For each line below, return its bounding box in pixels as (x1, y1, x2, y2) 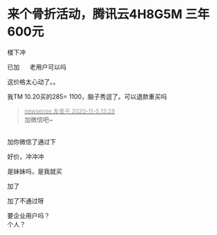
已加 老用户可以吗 (7, 63, 67, 71)
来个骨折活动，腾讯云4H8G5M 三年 (7, 6, 210, 22)
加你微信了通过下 (7, 137, 56, 146)
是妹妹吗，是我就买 (7, 167, 63, 175)
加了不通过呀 (7, 196, 44, 205)
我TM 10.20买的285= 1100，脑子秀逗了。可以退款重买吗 (7, 92, 167, 101)
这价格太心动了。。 (7, 77, 59, 86)
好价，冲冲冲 (7, 152, 44, 161)
